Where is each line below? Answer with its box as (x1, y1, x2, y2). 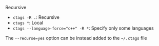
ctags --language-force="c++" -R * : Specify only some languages (12, 25, 154, 31)
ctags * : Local (12, 20, 44, 26)
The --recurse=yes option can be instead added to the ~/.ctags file (5, 35, 147, 41)
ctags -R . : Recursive (12, 14, 60, 20)
